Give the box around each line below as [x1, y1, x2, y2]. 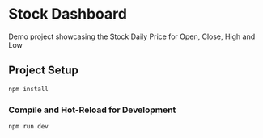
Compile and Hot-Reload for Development [8, 104, 176, 115]
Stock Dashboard [8, 5, 128, 23]
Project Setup [8, 64, 79, 77]
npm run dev [8, 122, 49, 130]
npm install [8, 85, 49, 93]
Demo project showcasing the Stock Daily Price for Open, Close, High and [8, 31, 256, 41]
